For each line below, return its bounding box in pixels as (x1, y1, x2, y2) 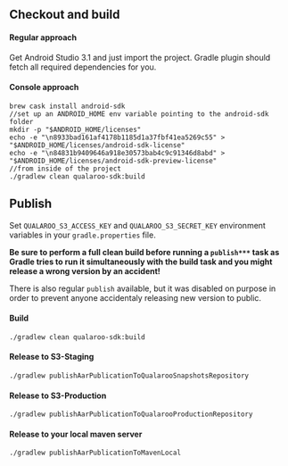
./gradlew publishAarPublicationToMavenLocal (9, 448, 181, 458)
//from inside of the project (9, 164, 122, 173)
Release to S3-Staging (9, 352, 95, 362)
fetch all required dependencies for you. (9, 62, 157, 72)
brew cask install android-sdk (9, 102, 126, 111)
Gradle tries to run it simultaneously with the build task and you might (9, 256, 273, 267)
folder (9, 117, 34, 126)
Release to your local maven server (9, 429, 143, 439)
